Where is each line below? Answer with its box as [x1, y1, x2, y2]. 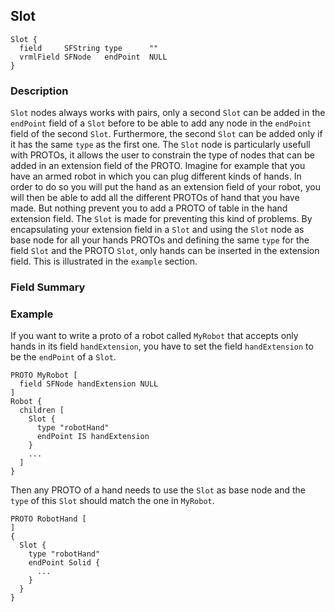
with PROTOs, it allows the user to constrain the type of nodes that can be [10, 149, 315, 161]
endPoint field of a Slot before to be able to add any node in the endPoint [10, 117, 312, 129]
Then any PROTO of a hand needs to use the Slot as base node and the [10, 484, 306, 496]
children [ [19, 405, 65, 416]
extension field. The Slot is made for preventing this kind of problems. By [10, 213, 313, 225]
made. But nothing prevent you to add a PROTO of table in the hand [10, 202, 288, 214]
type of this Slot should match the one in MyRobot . [10, 495, 215, 507]
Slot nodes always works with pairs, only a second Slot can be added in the [10, 107, 326, 119]
